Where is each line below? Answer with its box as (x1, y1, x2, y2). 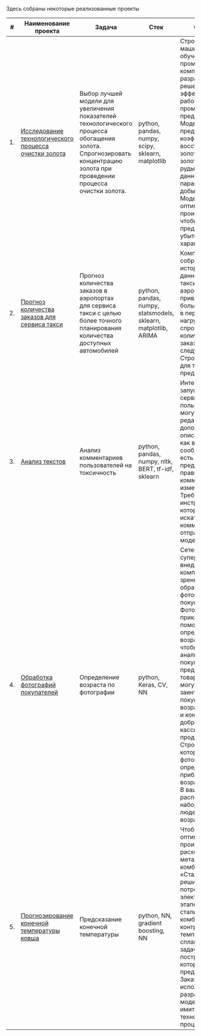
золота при (79, 164, 112, 173)
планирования (79, 324, 121, 332)
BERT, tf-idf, (138, 465, 174, 473)
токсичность (79, 469, 117, 477)
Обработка (20, 673, 53, 681)
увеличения (79, 104, 115, 113)
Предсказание (79, 915, 122, 923)
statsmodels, (138, 309, 175, 317)
